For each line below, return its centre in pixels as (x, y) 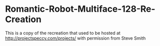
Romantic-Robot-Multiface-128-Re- (80, 9)
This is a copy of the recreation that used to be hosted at (63, 33)
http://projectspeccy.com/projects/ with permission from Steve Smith (75, 38)
